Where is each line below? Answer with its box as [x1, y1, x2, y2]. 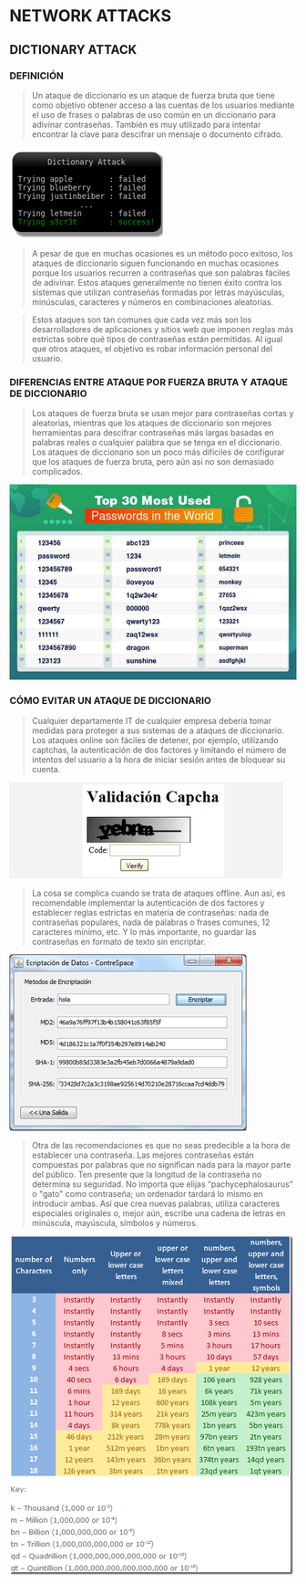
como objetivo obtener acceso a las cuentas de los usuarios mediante [31, 100, 295, 110]
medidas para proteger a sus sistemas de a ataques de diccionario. [31, 725, 285, 736]
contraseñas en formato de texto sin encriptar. [31, 936, 207, 947]
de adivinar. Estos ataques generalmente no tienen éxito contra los [31, 277, 282, 288]
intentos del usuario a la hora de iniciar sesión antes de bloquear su [31, 754, 286, 765]
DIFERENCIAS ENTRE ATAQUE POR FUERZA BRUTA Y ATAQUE [9, 375, 289, 388]
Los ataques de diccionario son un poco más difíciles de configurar [31, 446, 285, 457]
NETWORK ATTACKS [9, 5, 172, 26]
